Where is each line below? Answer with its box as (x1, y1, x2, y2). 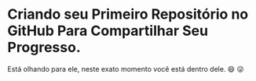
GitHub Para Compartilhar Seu (7, 22, 209, 40)
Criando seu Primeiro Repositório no (7, 5, 249, 23)
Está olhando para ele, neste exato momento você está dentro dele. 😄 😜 (7, 64, 244, 73)
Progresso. (7, 39, 82, 56)
